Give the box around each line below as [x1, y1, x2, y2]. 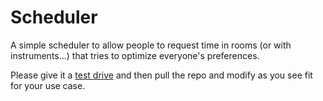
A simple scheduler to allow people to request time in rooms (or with [10, 39, 292, 51]
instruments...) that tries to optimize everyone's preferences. [10, 49, 260, 61]
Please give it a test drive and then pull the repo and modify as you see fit [10, 69, 313, 81]
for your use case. [10, 79, 86, 91]
